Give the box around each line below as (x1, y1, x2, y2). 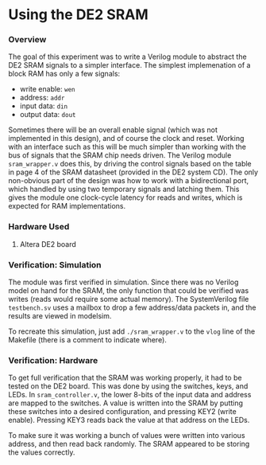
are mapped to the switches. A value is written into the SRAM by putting (8, 398, 244, 408)
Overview (8, 34, 47, 45)
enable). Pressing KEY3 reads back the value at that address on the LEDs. (8, 416, 250, 425)
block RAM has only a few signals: (8, 69, 121, 79)
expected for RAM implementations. (8, 201, 126, 211)
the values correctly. (8, 447, 75, 457)
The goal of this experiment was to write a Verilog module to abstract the (8, 52, 248, 61)
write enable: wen (19, 84, 75, 94)
